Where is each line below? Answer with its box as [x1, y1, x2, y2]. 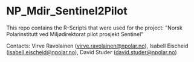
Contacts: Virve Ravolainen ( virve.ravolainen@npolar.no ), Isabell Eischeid [6, 42, 189, 49]
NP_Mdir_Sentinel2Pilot [6, 4, 128, 18]
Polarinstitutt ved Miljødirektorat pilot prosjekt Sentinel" [6, 30, 144, 37]
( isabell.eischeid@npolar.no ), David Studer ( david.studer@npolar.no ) [6, 48, 177, 55]
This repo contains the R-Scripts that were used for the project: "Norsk [6, 24, 183, 31]
